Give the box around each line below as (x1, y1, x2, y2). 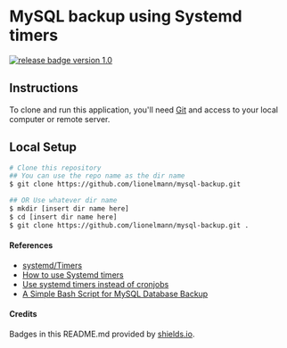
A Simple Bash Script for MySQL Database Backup (21, 288, 209, 299)
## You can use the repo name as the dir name (9, 171, 185, 180)
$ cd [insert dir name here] (9, 212, 118, 221)
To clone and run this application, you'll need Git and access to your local (9, 104, 279, 115)
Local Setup (9, 140, 78, 155)
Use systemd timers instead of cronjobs (21, 278, 169, 289)
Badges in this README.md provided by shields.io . (9, 328, 195, 340)
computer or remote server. (9, 113, 111, 124)
